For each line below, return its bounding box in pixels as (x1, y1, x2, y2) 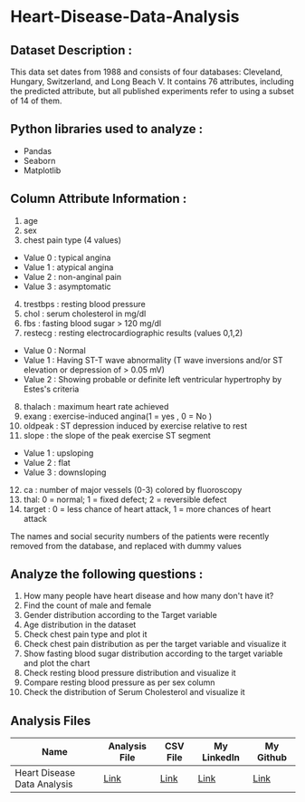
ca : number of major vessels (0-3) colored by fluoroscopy (23, 484, 243, 495)
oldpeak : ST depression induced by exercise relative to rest (23, 420, 248, 431)
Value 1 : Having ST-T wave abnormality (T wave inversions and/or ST (23, 354, 283, 365)
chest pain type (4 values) (23, 234, 121, 246)
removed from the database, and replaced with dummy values (10, 540, 243, 551)
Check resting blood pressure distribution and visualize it (23, 668, 236, 679)
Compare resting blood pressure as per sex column (23, 677, 215, 688)
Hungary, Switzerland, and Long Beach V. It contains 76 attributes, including (10, 76, 295, 87)
